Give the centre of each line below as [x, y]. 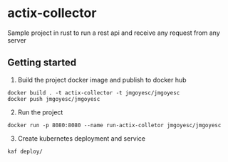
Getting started [42, 63]
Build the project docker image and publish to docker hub [102, 80]
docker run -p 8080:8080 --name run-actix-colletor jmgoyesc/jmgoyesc [114, 125]
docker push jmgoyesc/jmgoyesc [54, 99]
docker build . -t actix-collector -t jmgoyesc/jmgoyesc [94, 93]
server [17, 40]
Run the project [40, 112]
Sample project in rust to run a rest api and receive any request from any [114, 33]
